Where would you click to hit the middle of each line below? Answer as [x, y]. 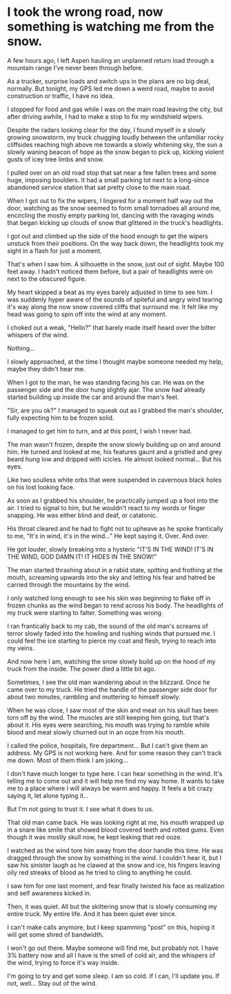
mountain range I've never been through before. [75, 68]
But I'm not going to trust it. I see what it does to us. [80, 809]
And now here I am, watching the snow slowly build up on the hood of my [111, 661]
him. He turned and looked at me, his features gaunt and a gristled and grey [115, 451]
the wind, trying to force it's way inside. [63, 962]
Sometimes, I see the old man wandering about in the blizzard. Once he [109, 682]
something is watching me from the [111, 27]
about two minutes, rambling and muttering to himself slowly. [94, 696]
